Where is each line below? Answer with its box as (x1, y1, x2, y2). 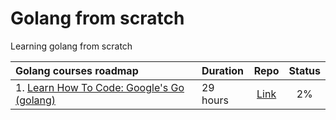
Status (288, 63, 321, 77)
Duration (201, 63, 244, 77)
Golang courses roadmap (15, 63, 139, 77)
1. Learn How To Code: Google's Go (15, 80, 185, 94)
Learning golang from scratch (10, 40, 133, 52)
